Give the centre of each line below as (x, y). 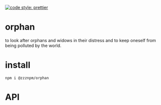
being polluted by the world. (33, 45)
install (18, 65)
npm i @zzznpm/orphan (27, 78)
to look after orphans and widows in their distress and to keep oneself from (80, 40)
